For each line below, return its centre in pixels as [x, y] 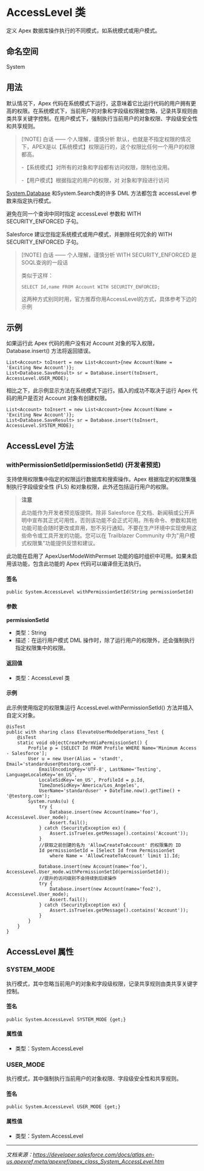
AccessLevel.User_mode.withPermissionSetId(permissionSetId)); [88, 872]
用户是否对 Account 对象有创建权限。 [63, 398]
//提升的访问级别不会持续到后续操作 [78, 878]
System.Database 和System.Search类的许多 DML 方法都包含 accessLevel [98, 193]
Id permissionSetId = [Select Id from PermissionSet [107, 851]
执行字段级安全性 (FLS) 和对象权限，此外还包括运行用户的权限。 [91, 487]
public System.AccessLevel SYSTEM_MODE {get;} [66, 1019]
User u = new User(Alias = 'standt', [76, 759]
